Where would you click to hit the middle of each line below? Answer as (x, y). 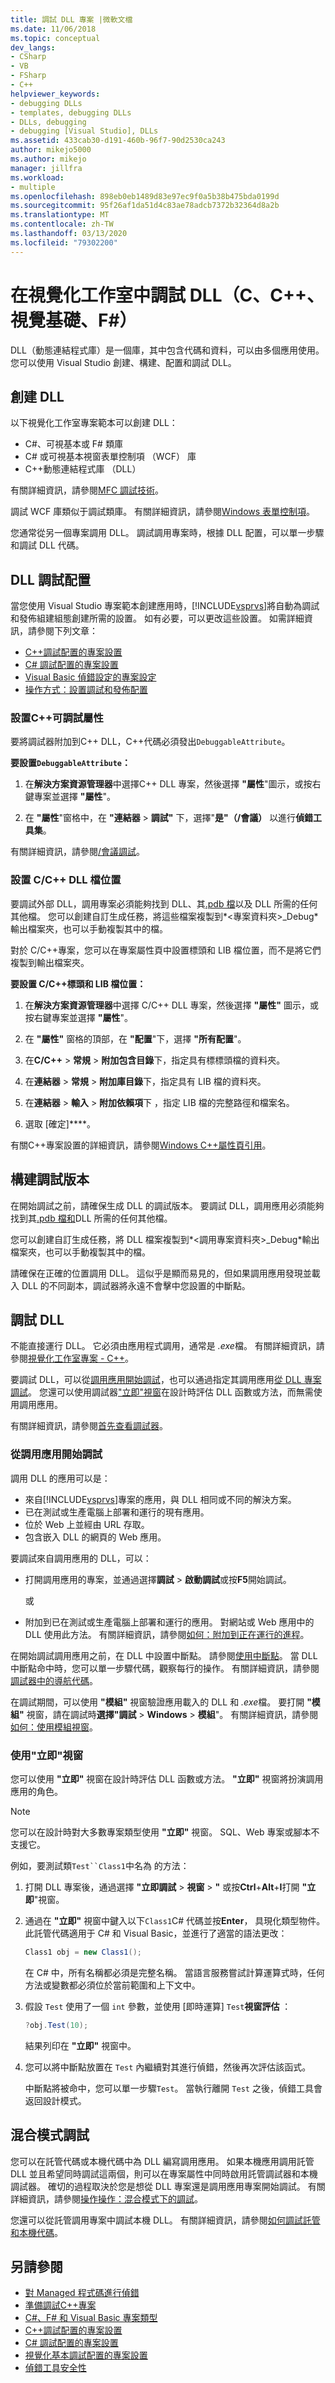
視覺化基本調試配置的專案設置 (86, 2355)
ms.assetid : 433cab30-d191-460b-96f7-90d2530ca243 (118, 141)
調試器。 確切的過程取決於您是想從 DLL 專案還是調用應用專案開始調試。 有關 (168, 2186)
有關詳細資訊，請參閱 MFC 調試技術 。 (87, 490)
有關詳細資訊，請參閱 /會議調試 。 (78, 852)
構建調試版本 (50, 1179)
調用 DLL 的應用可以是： (60, 1478)
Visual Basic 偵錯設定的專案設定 (90, 677)
